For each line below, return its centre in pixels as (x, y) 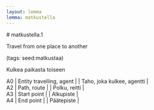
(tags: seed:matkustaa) (35, 58)
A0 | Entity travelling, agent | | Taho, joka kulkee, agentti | (78, 81)
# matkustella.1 (25, 34)
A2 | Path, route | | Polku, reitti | (45, 87)
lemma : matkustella (31, 17)
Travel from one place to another (47, 46)
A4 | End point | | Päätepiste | (43, 100)
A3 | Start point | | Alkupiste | (42, 94)
